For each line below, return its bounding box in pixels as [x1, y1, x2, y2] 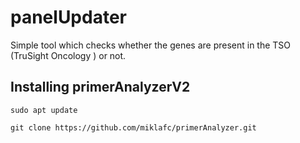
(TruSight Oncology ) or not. [10, 49, 127, 61]
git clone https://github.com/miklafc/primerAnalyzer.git [10, 122, 257, 133]
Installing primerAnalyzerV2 [10, 79, 191, 96]
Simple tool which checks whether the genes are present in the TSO [10, 39, 292, 51]
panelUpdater [10, 6, 127, 29]
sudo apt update [10, 105, 78, 115]
